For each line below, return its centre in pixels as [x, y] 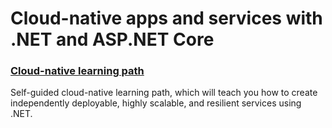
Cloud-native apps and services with [166, 18]
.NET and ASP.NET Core [112, 39]
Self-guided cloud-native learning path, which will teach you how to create [164, 93]
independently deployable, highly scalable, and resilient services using [156, 103]
